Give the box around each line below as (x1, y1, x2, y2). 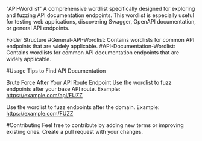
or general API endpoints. (6, 24, 70, 31)
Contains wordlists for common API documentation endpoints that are (6, 49, 180, 56)
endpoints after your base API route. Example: (6, 85, 121, 93)
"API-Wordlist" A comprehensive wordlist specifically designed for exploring (6, 5, 195, 12)
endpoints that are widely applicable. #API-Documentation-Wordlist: (6, 42, 176, 50)
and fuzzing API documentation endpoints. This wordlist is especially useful (6, 11, 195, 19)
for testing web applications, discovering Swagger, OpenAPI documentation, (6, 18, 196, 25)
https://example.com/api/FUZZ (6, 92, 83, 99)
